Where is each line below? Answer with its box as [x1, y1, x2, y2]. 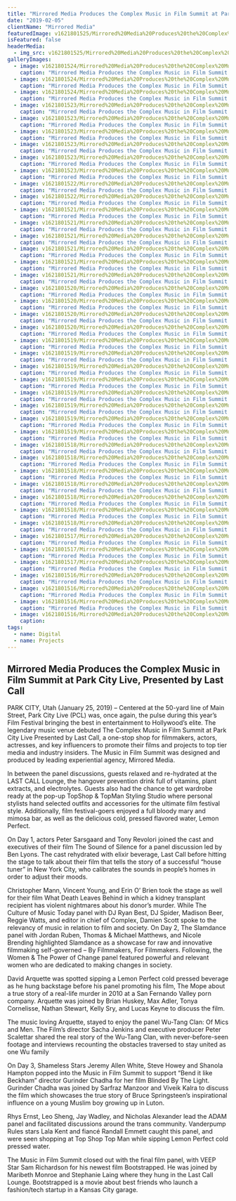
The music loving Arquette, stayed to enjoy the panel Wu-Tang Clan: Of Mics [7, 1018, 229, 1026]
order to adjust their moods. [7, 872, 88, 881]
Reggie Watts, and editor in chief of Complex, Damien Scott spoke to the [7, 916, 217, 924]
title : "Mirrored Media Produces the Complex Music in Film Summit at [7, 10, 218, 18]
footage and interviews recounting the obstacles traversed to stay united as [7, 1040, 226, 1049]
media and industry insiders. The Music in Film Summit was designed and [7, 749, 221, 757]
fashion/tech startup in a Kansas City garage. [7, 1186, 138, 1194]
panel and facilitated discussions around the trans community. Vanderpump [7, 1120, 226, 1128]
